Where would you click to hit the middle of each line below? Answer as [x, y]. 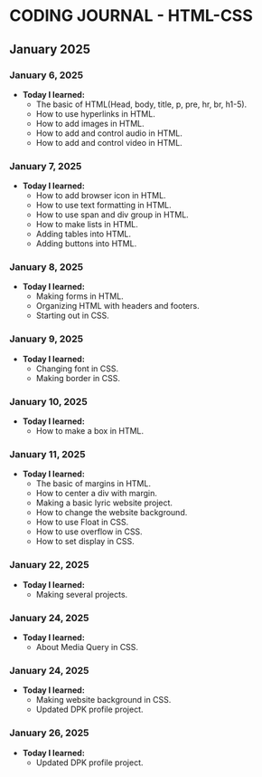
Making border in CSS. [78, 378]
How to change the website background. [112, 513]
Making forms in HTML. [80, 296]
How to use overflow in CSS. [89, 532]
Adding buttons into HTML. [86, 244]
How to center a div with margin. [97, 494]
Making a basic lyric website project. [104, 503]
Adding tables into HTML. [84, 234]
